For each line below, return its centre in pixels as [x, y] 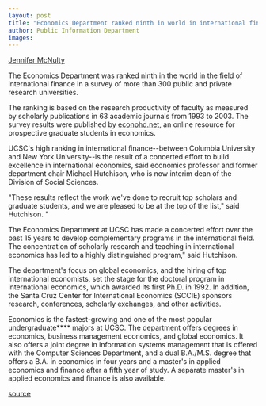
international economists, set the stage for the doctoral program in [116, 279]
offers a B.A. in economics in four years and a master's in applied [115, 362]
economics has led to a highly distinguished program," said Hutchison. [123, 255]
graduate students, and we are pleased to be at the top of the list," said [124, 206]
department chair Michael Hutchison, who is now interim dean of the [120, 174]
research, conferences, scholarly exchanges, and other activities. [115, 304]
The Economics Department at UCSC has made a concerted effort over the [131, 230]
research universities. [44, 93]
